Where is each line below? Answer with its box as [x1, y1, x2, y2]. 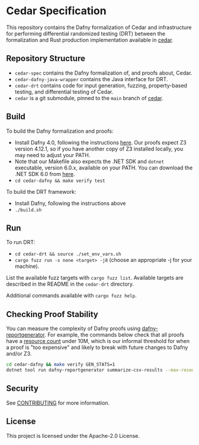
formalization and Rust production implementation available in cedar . [6, 36, 174, 43]
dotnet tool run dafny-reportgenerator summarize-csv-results [6, 367, 163, 373]
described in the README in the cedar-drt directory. [6, 280, 134, 288]
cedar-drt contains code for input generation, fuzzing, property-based [14, 82, 188, 89]
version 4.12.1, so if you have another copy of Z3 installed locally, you [14, 145, 184, 152]
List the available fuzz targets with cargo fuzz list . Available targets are [6, 274, 184, 281]
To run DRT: [6, 239, 36, 246]
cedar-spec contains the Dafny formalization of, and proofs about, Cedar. [14, 69, 192, 76]
